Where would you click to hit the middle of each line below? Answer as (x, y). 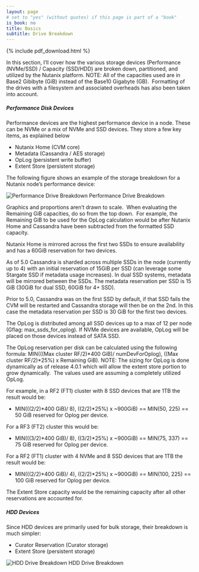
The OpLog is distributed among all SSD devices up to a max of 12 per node (99, 324)
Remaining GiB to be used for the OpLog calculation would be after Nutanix (98, 220)
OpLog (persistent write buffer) (53, 160)
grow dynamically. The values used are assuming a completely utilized (94, 373)
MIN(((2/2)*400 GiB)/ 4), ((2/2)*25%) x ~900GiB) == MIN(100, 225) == (103, 474)
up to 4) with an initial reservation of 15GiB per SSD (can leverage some (94, 269)
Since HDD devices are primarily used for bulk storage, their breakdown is (97, 527)
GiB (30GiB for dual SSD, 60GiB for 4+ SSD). (61, 288)
